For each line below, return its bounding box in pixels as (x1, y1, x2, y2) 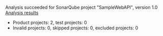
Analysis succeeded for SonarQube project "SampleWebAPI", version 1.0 (5, 5, 158, 10)
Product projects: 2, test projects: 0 (12, 20, 88, 25)
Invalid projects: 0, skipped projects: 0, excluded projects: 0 (12, 25, 139, 31)
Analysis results (5, 10, 39, 16)
